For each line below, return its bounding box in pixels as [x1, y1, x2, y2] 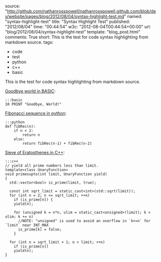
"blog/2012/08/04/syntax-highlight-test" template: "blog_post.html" [5, 29, 141, 35]
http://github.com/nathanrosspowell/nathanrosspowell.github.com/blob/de [7, 8, 156, 14]
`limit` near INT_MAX [5, 223, 49, 227]
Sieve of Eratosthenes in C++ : [5, 150, 65, 155]
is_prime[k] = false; [17, 227, 62, 232]
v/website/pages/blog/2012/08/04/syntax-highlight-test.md [5, 14, 125, 19]
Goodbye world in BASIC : [5, 88, 56, 94]
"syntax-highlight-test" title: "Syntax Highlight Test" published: [5, 18, 130, 24]
